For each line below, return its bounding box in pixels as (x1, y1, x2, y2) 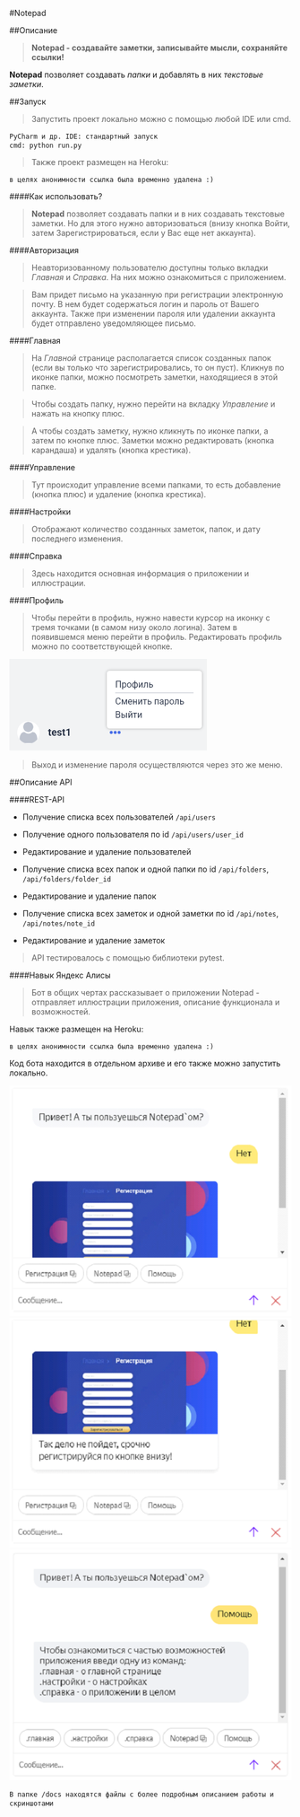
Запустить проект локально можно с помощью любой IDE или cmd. (30, 114, 292, 124)
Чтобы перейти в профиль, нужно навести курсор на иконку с (30, 612, 270, 623)
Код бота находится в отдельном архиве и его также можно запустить (9, 1058, 281, 1068)
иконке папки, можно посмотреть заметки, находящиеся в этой (30, 372, 279, 382)
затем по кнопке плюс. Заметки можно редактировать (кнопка (30, 435, 275, 445)
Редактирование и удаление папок (21, 891, 157, 901)
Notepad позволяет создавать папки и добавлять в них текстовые (9, 69, 264, 80)
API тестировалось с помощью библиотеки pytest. (30, 952, 226, 963)
